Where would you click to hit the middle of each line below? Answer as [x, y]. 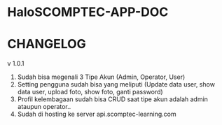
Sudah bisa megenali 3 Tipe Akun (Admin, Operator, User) [101, 77]
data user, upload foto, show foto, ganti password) [90, 92]
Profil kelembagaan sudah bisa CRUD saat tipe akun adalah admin [113, 99]
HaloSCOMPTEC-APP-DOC [88, 12]
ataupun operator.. [44, 107]
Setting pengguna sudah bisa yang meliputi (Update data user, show [116, 84]
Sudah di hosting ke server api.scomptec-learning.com [97, 114]
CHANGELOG [47, 44]
